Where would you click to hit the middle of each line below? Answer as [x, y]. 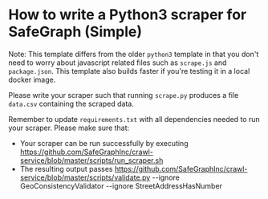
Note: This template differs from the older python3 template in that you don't [134, 54]
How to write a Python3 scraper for [128, 15]
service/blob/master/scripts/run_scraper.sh [91, 160]
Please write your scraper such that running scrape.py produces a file [124, 95]
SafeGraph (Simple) [75, 32]
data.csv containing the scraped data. [71, 104]
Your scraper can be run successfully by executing [104, 143]
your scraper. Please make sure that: [69, 128]
